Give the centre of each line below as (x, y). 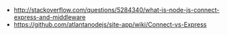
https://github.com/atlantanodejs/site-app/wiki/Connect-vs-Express (110, 24)
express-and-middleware (50, 17)
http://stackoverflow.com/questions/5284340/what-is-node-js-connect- (117, 10)
